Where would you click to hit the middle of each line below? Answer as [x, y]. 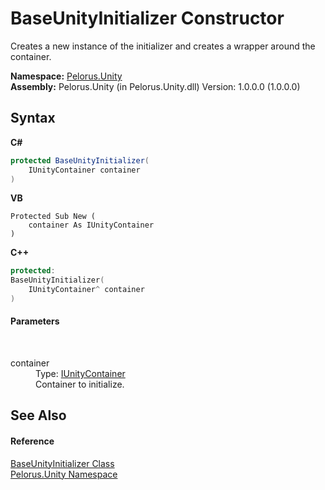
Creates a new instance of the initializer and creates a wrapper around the [163, 46]
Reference [32, 441]
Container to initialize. [80, 384]
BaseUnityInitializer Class [62, 463]
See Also [38, 415]
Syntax [33, 118]
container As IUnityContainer [91, 225]
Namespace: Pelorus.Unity [66, 76]
